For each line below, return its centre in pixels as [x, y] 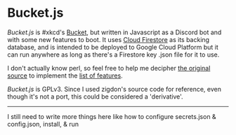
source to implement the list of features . [65, 76]
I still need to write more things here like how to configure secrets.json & [112, 116]
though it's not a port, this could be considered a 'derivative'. [96, 97]
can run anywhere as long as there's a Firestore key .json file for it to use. [113, 55]
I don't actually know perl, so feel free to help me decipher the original [109, 68]
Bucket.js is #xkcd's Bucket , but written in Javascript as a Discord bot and [114, 32]
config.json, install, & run [43, 124]
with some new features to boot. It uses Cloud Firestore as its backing [108, 39]
